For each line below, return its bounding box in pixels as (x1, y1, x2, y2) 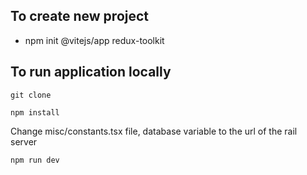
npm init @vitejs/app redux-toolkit (24, 34, 165, 46)
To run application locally (10, 64, 172, 81)
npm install (10, 107, 60, 118)
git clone (10, 90, 52, 100)
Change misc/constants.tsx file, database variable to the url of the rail (10, 125, 298, 137)
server (10, 135, 38, 148)
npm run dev (10, 155, 60, 165)
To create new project (10, 8, 150, 25)
